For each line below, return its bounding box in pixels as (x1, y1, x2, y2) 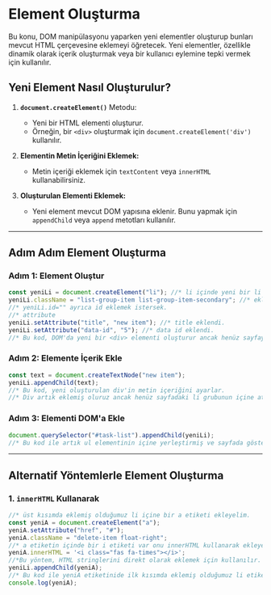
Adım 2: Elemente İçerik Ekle (8, 352, 123, 364)
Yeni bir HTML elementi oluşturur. (31, 118, 144, 128)
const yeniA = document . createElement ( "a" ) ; (8, 518, 161, 526)
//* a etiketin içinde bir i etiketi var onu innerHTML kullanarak (8, 541, 240, 550)
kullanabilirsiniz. (31, 175, 86, 184)
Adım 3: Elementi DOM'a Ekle (8, 413, 125, 424)
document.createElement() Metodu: (19, 102, 137, 112)
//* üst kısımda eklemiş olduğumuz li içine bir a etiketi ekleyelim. (8, 511, 251, 520)
